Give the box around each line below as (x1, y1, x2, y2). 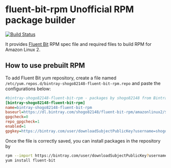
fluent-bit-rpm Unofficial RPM (5, 4, 134, 15)
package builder (5, 14, 76, 26)
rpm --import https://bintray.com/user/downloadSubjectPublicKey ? (5, 153, 149, 158)
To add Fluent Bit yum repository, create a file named (5, 75, 117, 81)
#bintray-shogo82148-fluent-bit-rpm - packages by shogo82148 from (5, 95, 152, 100)
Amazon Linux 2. (5, 46, 41, 52)
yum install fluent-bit (5, 158, 56, 163)
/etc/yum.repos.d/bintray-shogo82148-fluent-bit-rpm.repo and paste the (5, 80, 161, 86)
